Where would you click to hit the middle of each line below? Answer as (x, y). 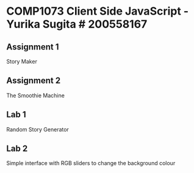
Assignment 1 (33, 47)
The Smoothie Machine (36, 95)
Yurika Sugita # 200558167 (77, 24)
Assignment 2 (34, 81)
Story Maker (22, 61)
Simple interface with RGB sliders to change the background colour (91, 163)
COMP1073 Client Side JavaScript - (98, 11)
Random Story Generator (38, 129)
